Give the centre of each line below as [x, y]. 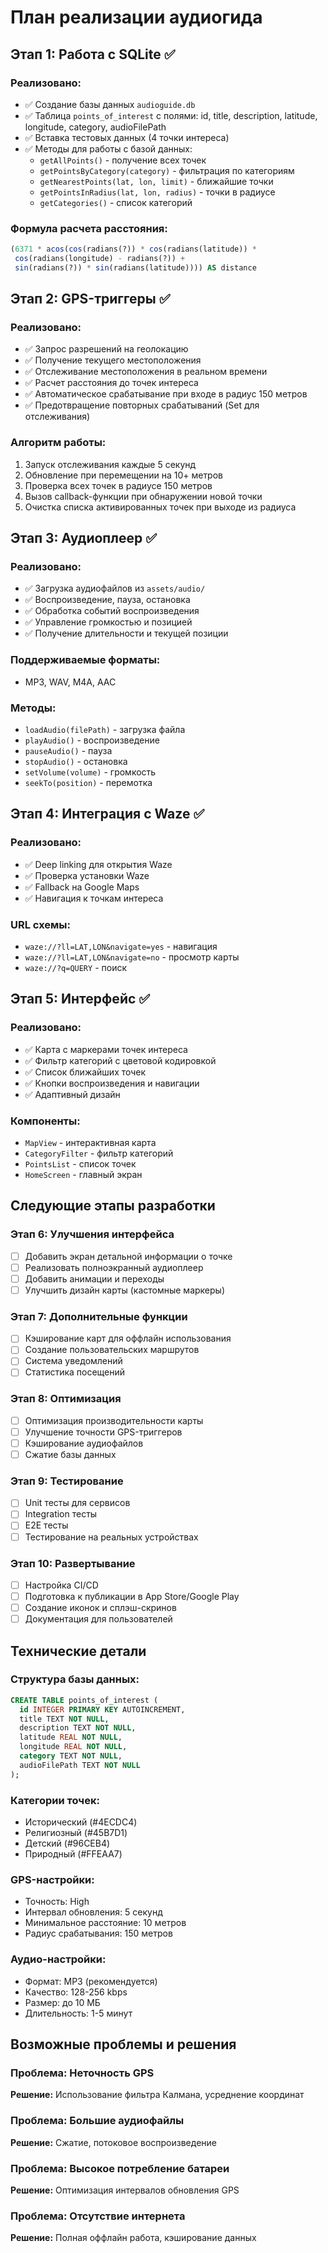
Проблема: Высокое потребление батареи [120, 2168]
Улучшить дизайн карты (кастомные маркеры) [124, 1290]
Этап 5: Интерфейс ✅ [80, 999]
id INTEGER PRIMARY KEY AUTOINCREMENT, [102, 1709]
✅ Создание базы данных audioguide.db [110, 104]
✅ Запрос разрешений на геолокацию [106, 349]
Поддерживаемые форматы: [85, 660]
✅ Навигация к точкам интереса [94, 898]
